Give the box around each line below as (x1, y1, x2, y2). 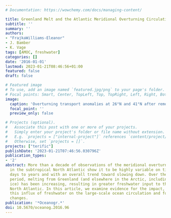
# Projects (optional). (5, 120, 56, 125)
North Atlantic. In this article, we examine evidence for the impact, (10, 186, 165, 191)
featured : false (5, 69, 40, 74)
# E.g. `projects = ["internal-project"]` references (5, 134, 126, 139)
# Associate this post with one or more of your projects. (5, 125, 138, 130)
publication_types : (5, 153, 47, 158)
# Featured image (5, 82, 42, 88)
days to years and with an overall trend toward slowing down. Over (10, 172, 158, 177)
